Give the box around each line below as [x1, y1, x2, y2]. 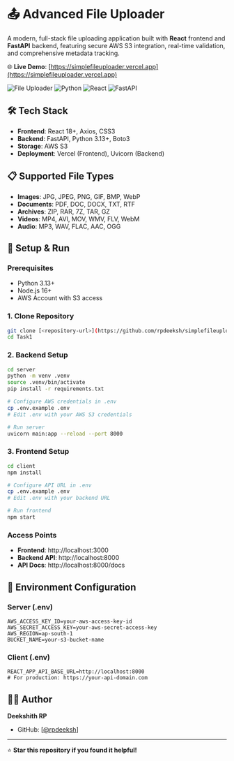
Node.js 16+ [17, 286, 52, 295]
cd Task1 [7, 334, 33, 341]
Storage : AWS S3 [17, 142, 68, 150]
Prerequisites [7, 263, 54, 273]
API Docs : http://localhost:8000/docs [17, 561, 125, 570]
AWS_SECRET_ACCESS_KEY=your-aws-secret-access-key [7, 623, 157, 631]
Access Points [7, 530, 57, 540]
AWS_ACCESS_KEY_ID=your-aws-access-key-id [7, 618, 132, 625]
